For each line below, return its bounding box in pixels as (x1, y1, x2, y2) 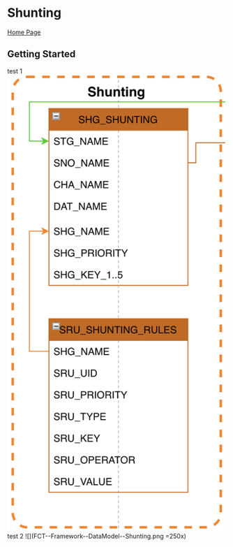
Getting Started (7, 48, 76, 60)
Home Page (7, 28, 41, 36)
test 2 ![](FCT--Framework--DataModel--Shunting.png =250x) (7, 532, 187, 540)
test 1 (7, 66, 23, 75)
